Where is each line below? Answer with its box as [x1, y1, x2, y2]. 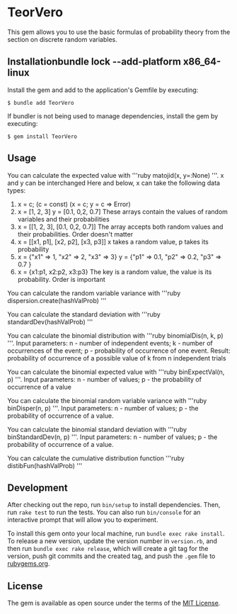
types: [7, 186, 26, 195]
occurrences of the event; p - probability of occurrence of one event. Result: [7, 346, 231, 355]
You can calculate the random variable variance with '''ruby [7, 288, 181, 297]
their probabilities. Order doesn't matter [17, 229, 133, 238]
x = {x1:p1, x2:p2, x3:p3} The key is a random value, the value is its [17, 267, 212, 276]
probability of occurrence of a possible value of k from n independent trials [7, 353, 226, 362]
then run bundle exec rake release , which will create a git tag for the [7, 545, 209, 553]
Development [7, 482, 69, 494]
